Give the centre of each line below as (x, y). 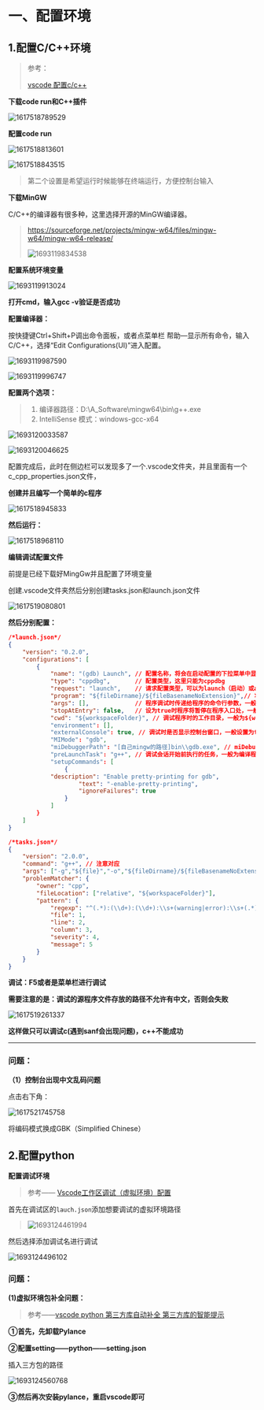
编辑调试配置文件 (36, 557)
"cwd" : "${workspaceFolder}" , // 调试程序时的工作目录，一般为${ (151, 718)
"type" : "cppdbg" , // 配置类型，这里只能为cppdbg (137, 681)
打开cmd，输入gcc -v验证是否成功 (64, 302)
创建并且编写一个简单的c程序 (55, 493)
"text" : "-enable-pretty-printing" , (138, 784)
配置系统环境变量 (36, 270)
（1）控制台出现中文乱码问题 (55, 1079)
